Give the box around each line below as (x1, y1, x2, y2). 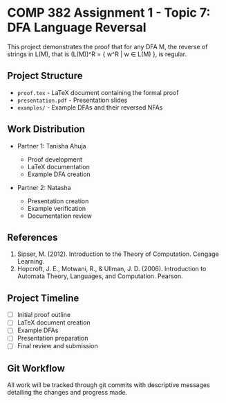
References (7, 231, 58, 243)
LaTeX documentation (27, 162, 90, 171)
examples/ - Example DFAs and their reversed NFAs (17, 103, 163, 112)
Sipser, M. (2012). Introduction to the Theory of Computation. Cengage (17, 250, 219, 258)
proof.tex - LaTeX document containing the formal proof (17, 88, 179, 96)
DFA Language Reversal (7, 19, 147, 35)
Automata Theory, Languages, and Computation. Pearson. (17, 272, 183, 280)
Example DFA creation (27, 170, 91, 178)
